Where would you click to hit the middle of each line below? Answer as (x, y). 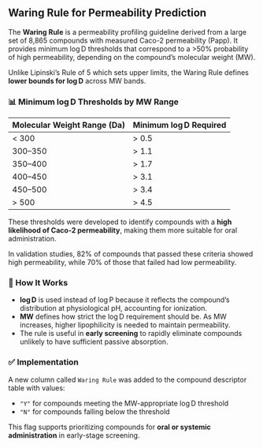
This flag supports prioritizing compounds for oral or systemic (109, 427)
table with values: (37, 388)
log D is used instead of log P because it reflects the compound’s (124, 300)
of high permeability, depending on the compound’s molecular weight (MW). (132, 57)
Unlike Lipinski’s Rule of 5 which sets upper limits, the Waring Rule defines (129, 72)
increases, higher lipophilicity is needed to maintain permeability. (125, 325)
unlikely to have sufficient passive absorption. (94, 342)
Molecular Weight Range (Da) (69, 125)
